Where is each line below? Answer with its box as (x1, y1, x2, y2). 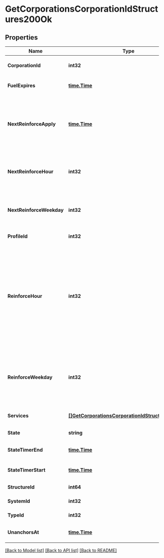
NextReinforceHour (7, 168, 54, 175)
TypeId (7, 512, 24, 518)
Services (7, 413, 29, 419)
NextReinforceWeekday (7, 207, 64, 213)
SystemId (7, 498, 30, 504)
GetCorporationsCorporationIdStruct (5, 3, 159, 15)
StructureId (7, 484, 35, 490)
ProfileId (7, 233, 28, 240)
